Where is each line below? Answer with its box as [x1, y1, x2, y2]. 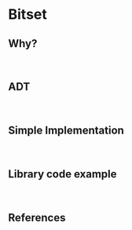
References [8, 210, 66, 225]
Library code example [8, 167, 117, 181]
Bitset [8, 5, 47, 24]
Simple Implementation [8, 124, 124, 137]
